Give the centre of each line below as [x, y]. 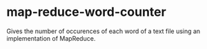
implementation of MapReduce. [51, 38]
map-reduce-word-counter [86, 12]
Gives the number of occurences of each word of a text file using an [103, 31]
